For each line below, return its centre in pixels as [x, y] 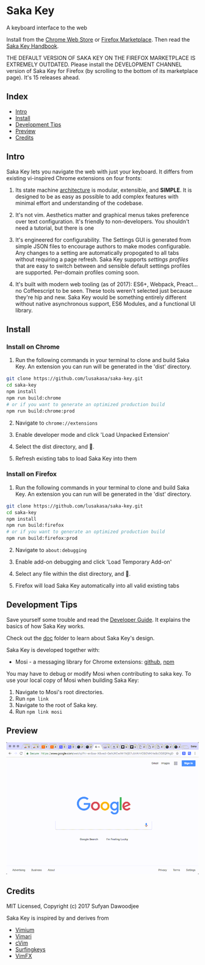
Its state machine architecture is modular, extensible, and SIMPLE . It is [103, 190]
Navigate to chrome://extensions [56, 423]
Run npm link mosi [39, 711]
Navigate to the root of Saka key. [56, 705]
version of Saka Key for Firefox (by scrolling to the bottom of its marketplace [102, 70]
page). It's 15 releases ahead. [43, 77]
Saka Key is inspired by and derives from [58, 918]
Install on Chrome [33, 347]
